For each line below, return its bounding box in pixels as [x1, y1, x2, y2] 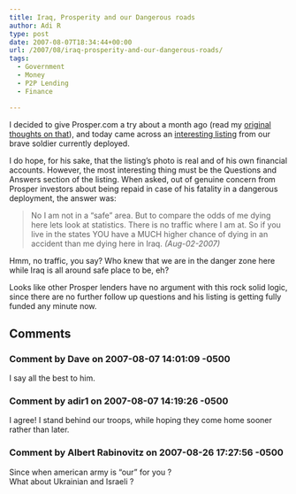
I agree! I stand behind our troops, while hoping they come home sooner [9, 415, 272, 426]
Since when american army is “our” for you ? [9, 467, 172, 477]
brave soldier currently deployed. [9, 138, 130, 149]
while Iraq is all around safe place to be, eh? [9, 265, 170, 275]
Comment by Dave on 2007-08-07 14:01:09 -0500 [9, 352, 231, 365]
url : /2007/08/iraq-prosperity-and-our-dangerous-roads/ [9, 46, 224, 55]
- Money [17, 71, 46, 80]
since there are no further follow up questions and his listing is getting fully [9, 291, 282, 302]
